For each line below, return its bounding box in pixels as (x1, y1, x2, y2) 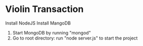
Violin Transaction (5, 3, 84, 15)
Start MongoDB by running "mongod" (12, 29, 91, 35)
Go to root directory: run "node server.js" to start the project (12, 35, 138, 41)
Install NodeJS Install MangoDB (5, 20, 71, 26)
